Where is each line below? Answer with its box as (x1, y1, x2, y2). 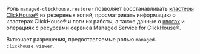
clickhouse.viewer (6, 43, 53, 49)
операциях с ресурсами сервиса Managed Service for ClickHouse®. (6, 24, 181, 31)
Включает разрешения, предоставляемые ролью (6, 36, 135, 43)
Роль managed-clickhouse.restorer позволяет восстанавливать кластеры (6, 5, 194, 12)
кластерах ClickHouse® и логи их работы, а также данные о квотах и (6, 18, 185, 25)
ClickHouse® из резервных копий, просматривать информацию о (6, 11, 176, 19)
